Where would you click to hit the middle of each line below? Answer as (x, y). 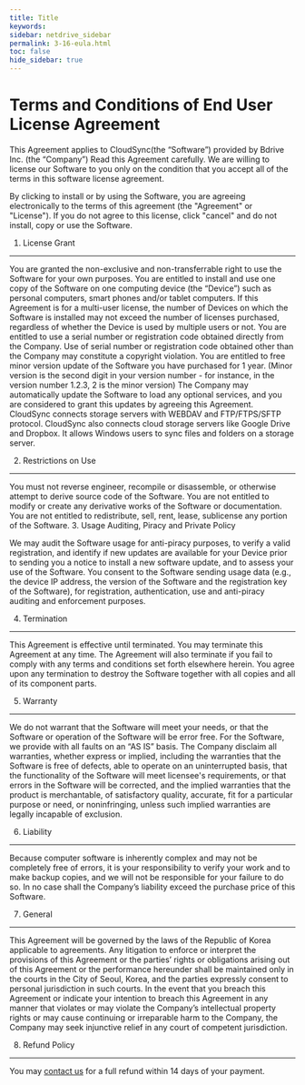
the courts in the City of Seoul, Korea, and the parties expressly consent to (149, 979)
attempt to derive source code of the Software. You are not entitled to (139, 496)
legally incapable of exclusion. (66, 814)
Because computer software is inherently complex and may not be (133, 858)
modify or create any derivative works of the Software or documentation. (146, 506)
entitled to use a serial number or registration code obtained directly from (147, 337)
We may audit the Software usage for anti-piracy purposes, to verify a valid (150, 543)
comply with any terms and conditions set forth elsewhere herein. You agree (152, 664)
